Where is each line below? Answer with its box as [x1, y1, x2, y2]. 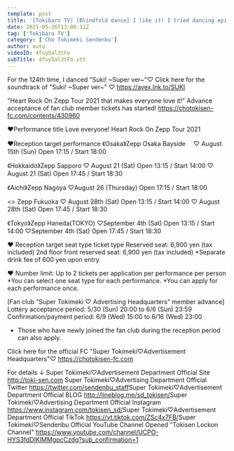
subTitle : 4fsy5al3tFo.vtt [7, 56, 86, 63]
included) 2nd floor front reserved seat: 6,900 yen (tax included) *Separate [7, 247, 226, 256]
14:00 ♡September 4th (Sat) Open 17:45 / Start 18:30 [7, 226, 162, 235]
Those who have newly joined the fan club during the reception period [17, 326, 221, 334]
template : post [7, 10, 52, 18]
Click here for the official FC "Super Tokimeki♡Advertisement [7, 347, 186, 355]
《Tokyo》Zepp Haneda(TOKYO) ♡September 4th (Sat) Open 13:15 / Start [7, 218, 215, 227]
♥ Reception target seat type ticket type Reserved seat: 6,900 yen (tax [7, 240, 213, 249]
